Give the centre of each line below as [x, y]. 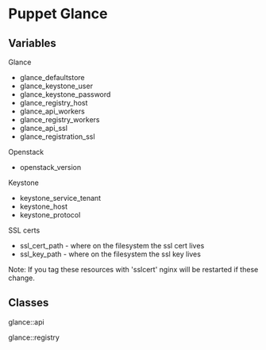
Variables [33, 43]
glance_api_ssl [43, 128]
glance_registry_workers [60, 119]
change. [22, 278]
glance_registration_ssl [57, 137]
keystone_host [44, 206]
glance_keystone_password [65, 94]
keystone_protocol [50, 215]
